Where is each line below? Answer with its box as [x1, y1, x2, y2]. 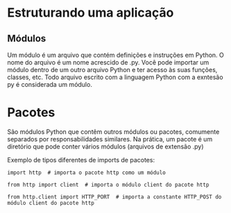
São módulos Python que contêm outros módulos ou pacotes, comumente [7, 127, 220, 136]
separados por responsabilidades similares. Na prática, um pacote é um [7, 135, 213, 143]
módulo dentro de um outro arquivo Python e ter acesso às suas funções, [7, 66, 218, 74]
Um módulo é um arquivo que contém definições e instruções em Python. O [7, 51, 224, 59]
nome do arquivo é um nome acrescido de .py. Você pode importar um [7, 58, 209, 67]
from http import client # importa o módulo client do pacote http [7, 181, 209, 188]
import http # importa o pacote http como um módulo [7, 169, 166, 176]
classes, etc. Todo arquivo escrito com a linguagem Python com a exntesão [7, 73, 223, 81]
